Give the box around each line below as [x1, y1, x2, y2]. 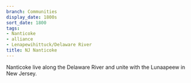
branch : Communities [6, 8, 58, 15]
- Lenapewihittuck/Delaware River [6, 42, 93, 48]
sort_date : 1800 [6, 20, 47, 25]
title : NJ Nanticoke [6, 47, 58, 53]
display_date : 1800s [6, 14, 58, 20]
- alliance [6, 36, 33, 42]
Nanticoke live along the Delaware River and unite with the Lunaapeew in [6, 63, 186, 71]
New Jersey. [6, 69, 37, 77]
